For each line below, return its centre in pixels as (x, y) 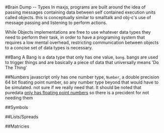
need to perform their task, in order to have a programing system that (75, 37)
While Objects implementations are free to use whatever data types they (78, 32)
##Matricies (17, 126)
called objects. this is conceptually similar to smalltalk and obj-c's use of (78, 17)
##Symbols (17, 107)
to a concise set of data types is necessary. (49, 48)
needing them (19, 98)
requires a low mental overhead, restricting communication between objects (82, 43)
